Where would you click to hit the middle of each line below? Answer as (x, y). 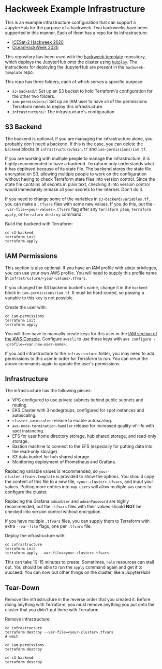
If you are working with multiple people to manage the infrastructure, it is (77, 158)
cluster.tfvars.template (30, 477)
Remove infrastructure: (28, 619)
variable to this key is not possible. (39, 298)
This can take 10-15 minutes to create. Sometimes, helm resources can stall (80, 562)
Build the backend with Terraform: (39, 223)
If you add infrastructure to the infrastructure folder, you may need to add (80, 353)
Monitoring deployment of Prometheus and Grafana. (64, 462)
